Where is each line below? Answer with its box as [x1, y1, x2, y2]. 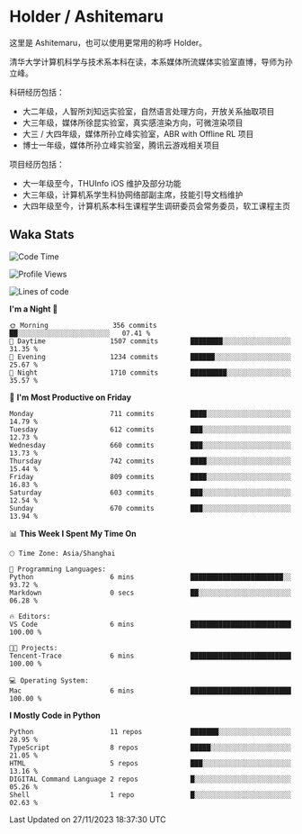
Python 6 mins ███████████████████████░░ [9, 572, 292, 582]
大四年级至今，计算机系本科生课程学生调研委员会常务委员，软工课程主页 [22, 200, 290, 211]
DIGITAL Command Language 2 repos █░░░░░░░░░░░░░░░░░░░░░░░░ [9, 775, 292, 784]
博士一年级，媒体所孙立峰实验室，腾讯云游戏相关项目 [22, 140, 220, 150]
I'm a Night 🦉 [9, 304, 58, 314]
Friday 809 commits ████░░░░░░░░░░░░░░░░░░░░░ [9, 472, 292, 481]
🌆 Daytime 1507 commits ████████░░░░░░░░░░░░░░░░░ [9, 336, 292, 346]
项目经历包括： [9, 159, 65, 169]
